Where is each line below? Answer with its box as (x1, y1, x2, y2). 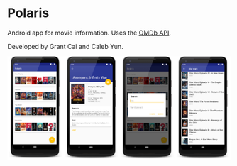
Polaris (7, 5, 50, 21)
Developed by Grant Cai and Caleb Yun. (7, 42, 123, 50)
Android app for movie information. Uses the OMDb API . (7, 28, 172, 37)
